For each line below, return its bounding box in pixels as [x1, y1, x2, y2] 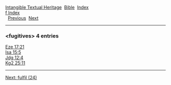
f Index [5, 10, 20, 16]
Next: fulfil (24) [5, 74, 37, 80]
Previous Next [7, 15, 39, 21]
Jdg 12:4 [5, 55, 24, 61]
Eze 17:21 [5, 44, 24, 50]
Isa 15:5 [5, 49, 21, 55]
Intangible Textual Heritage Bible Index [5, 5, 89, 10]
